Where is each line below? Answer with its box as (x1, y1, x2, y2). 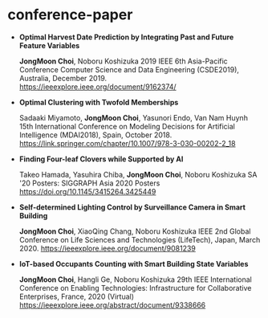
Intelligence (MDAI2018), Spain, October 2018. (18, 130, 173, 140)
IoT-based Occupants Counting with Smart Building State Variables (18, 259, 249, 268)
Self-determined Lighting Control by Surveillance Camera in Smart (18, 202, 246, 212)
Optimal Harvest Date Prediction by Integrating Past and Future (18, 32, 234, 42)
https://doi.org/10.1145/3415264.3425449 (18, 186, 156, 196)
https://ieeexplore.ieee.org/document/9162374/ (18, 82, 177, 92)
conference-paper (7, 6, 133, 24)
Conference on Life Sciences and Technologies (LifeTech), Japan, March (18, 234, 261, 244)
